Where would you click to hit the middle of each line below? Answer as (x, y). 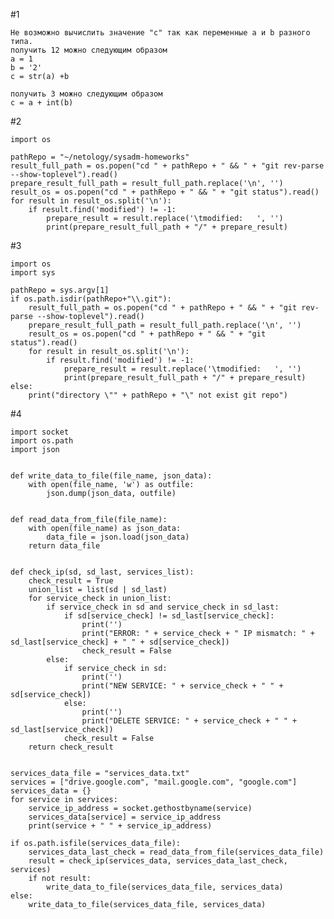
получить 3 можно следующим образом (86, 94)
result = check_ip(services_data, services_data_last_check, (158, 861)
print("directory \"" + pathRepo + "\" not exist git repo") (158, 395)
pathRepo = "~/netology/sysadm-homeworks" (100, 157)
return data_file (64, 546)
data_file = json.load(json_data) (118, 537)
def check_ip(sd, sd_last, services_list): (102, 572)
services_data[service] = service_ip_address (125, 817)
